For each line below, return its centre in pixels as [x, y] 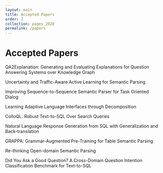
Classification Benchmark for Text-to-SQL [48, 166]
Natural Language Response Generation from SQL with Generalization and [82, 126]
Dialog [12, 97]
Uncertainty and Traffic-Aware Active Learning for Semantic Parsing [75, 82]
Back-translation [22, 131]
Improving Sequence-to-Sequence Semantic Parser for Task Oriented [77, 92]
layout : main [19, 10]
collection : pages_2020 [30, 24]
